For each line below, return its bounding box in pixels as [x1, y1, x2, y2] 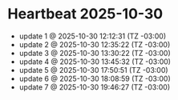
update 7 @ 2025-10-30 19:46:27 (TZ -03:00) [18, 82, 170, 92]
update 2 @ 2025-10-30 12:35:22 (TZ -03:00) [18, 39, 171, 49]
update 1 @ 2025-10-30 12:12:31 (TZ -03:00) [18, 31, 167, 41]
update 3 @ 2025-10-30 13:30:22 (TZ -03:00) [18, 48, 172, 58]
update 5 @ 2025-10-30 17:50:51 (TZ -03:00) [18, 65, 169, 74]
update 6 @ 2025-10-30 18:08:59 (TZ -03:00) [18, 74, 172, 83]
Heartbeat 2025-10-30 [7, 5, 164, 23]
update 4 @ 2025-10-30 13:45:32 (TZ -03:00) [18, 57, 172, 66]
